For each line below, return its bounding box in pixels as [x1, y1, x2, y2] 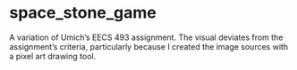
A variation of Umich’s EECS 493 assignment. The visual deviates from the [9, 32, 284, 43]
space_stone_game [9, 3, 157, 23]
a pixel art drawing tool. [9, 51, 97, 61]
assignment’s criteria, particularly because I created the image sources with [9, 41, 289, 51]
